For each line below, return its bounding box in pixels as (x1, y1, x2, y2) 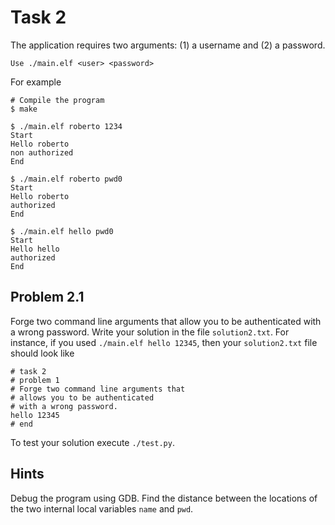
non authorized (10, 147, 74, 158)
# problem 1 (10, 375, 60, 385)
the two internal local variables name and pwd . (10, 502, 194, 515)
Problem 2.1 (10, 289, 85, 306)
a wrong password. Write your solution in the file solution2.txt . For (10, 326, 290, 338)
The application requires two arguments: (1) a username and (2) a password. (10, 39, 326, 51)
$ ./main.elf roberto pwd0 (10, 174, 123, 184)
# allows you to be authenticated (10, 392, 155, 403)
